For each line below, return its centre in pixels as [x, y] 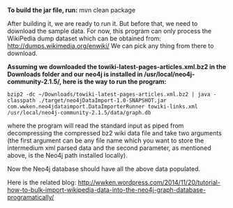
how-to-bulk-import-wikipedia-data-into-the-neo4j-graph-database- [107, 190]
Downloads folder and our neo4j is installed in [75, 74]
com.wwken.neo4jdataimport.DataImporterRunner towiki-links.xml [103, 107]
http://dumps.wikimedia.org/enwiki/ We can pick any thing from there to [111, 46]
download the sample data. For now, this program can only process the [109, 31]
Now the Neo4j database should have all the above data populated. [104, 169]
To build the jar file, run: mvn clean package [72, 10]
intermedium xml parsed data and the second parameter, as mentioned [109, 148]
